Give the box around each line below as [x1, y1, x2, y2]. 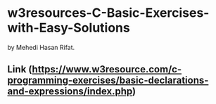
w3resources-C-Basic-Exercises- [7, 5, 210, 21]
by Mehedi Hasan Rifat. [7, 43, 75, 51]
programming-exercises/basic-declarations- [7, 74, 209, 86]
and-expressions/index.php [7, 86, 133, 98]
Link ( [7, 63, 33, 75]
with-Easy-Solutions [7, 20, 130, 36]
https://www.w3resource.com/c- [32, 63, 182, 75]
